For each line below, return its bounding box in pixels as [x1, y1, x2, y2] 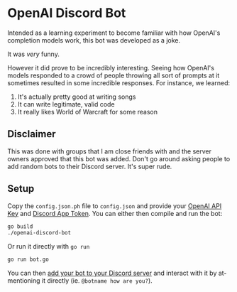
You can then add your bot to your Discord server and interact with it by [7, 269, 217, 278]
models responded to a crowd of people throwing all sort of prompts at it [7, 71, 220, 80]
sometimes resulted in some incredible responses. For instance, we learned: [7, 78, 231, 87]
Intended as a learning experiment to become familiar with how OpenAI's [7, 28, 221, 37]
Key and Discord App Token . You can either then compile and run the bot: [7, 209, 223, 217]
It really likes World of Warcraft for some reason [17, 107, 158, 116]
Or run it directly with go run [7, 242, 90, 251]
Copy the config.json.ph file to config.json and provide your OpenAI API [7, 201, 222, 210]
